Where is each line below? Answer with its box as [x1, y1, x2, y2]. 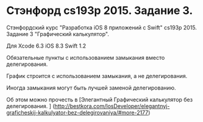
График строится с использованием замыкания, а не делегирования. [6, 72, 188, 79]
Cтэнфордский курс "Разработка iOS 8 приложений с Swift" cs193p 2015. [6, 24, 197, 31]
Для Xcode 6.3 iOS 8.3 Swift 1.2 [6, 42, 87, 49]
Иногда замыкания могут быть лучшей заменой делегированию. [6, 84, 176, 91]
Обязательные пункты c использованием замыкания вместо [6, 54, 165, 61]
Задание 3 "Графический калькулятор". [6, 30, 110, 37]
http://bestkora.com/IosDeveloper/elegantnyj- [54, 102, 170, 110]
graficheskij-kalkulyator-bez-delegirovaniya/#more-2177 [6, 109, 149, 116]
